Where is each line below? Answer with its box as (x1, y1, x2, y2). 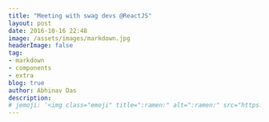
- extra (8, 71, 34, 79)
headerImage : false (8, 42, 74, 50)
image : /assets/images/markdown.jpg (8, 34, 130, 43)
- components (8, 64, 52, 72)
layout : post (8, 19, 52, 27)
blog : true (8, 79, 45, 87)
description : (8, 94, 52, 102)
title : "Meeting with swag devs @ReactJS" (8, 11, 152, 20)
